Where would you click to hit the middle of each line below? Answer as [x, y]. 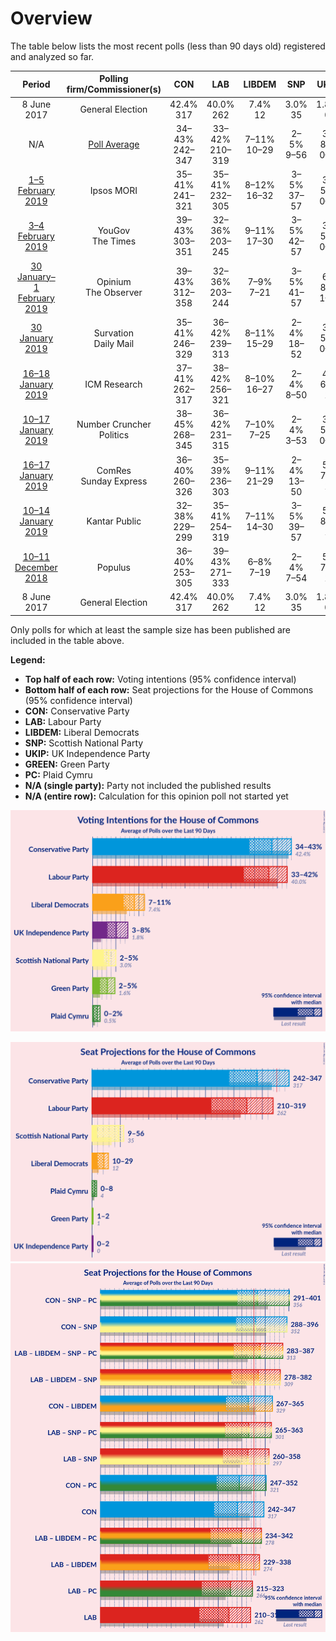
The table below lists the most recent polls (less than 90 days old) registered [168, 46]
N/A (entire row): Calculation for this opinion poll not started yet [156, 796]
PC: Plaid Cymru [58, 774]
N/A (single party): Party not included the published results [148, 785]
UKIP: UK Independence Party [87, 753]
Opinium [114, 282]
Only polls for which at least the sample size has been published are [150, 629]
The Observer [114, 293]
